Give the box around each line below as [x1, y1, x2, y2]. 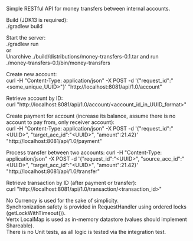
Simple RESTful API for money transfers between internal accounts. [6, 5, 171, 12]
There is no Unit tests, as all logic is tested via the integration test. [6, 229, 166, 235]
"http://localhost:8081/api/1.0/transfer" [6, 168, 100, 175]
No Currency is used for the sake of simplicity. [6, 197, 119, 204]
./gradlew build [6, 23, 43, 30]
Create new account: [6, 71, 57, 77]
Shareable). [6, 222, 34, 229]
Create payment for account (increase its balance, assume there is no [6, 112, 176, 119]
